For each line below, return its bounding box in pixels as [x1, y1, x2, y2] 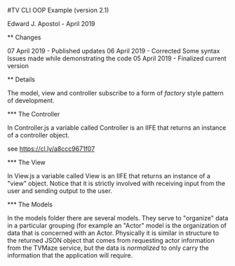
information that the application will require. [7, 251, 133, 259]
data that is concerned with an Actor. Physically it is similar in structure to [7, 229, 220, 237]
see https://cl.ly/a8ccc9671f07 [7, 145, 95, 153]
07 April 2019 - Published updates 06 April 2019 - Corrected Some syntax [7, 47, 220, 55]
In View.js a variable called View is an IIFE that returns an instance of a [7, 172, 210, 180]
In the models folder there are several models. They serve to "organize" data [7, 214, 229, 222]
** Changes [7, 33, 41, 41]
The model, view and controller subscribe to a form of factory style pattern [7, 89, 224, 97]
